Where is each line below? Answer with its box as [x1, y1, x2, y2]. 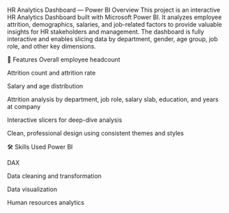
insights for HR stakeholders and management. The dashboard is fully [7, 27, 204, 36]
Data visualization [7, 185, 58, 193]
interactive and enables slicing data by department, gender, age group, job [7, 35, 218, 43]
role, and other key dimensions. [7, 42, 96, 50]
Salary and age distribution [7, 82, 84, 90]
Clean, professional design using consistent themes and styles [7, 129, 184, 137]
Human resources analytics [7, 199, 84, 206]
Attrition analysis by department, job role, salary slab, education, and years [7, 95, 219, 103]
